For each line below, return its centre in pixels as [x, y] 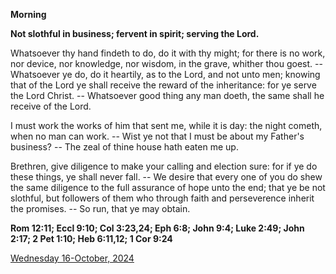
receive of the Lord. [51, 106]
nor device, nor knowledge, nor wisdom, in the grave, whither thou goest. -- [166, 63]
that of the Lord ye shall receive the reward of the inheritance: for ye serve [163, 85]
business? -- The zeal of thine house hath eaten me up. [124, 147]
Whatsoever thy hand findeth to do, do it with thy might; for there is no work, [168, 53]
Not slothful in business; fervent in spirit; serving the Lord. [135, 33]
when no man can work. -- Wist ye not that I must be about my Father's [157, 136]
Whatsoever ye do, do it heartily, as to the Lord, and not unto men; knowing [165, 74]
